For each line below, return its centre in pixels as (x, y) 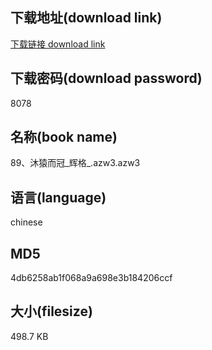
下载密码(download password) (106, 78)
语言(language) (58, 197)
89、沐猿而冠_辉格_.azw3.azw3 (75, 163)
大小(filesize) (51, 311)
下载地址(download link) (86, 18)
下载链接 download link (58, 44)
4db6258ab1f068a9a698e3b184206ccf (91, 278)
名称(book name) (64, 137)
